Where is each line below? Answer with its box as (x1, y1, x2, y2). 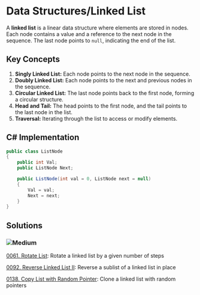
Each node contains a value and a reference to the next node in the (6, 30, 172, 37)
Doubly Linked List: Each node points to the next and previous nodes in (14, 76, 193, 84)
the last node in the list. (14, 108, 73, 115)
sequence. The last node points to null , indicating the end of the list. (6, 37, 176, 44)
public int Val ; (17, 159, 58, 166)
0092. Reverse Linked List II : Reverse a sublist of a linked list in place (6, 264, 177, 271)
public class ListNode (6, 148, 63, 154)
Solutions (6, 220, 43, 231)
